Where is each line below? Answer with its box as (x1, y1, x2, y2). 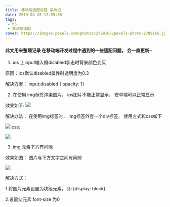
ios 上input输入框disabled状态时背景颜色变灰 (12, 59, 106, 66)
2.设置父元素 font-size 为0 (5, 196, 60, 202)
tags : (5, 17, 17, 22)
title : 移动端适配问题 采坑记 (5, 7, 62, 13)
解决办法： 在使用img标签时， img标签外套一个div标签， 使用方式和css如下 (5, 113, 162, 119)
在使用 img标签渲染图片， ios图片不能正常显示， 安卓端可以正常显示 (12, 92, 155, 98)
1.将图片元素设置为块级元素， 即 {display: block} (5, 186, 106, 192)
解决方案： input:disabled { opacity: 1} (5, 81, 84, 87)
